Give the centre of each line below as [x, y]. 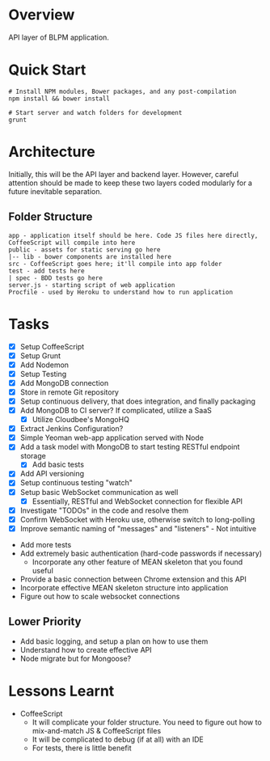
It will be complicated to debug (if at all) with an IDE [118, 739]
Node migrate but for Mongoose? [76, 658]
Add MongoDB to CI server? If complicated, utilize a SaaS [116, 410]
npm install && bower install [59, 99]
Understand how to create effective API [86, 649]
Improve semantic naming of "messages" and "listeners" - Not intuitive [138, 528]
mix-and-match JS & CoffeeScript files [97, 730]
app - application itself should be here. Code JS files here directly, [133, 235]
